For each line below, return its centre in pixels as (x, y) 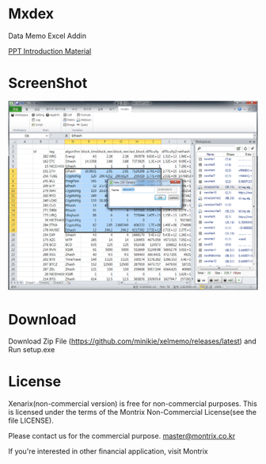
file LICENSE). (31, 420)
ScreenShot (48, 83)
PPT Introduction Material (50, 51)
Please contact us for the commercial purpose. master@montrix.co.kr (122, 436)
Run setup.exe (32, 350)
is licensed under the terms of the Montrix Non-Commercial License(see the (133, 412)
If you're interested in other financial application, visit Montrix (108, 451)
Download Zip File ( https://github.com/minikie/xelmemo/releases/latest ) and (133, 341)
